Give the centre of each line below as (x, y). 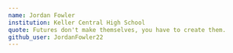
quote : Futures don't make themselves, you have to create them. (117, 30)
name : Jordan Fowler (42, 15)
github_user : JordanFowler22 (56, 37)
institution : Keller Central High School (77, 23)
